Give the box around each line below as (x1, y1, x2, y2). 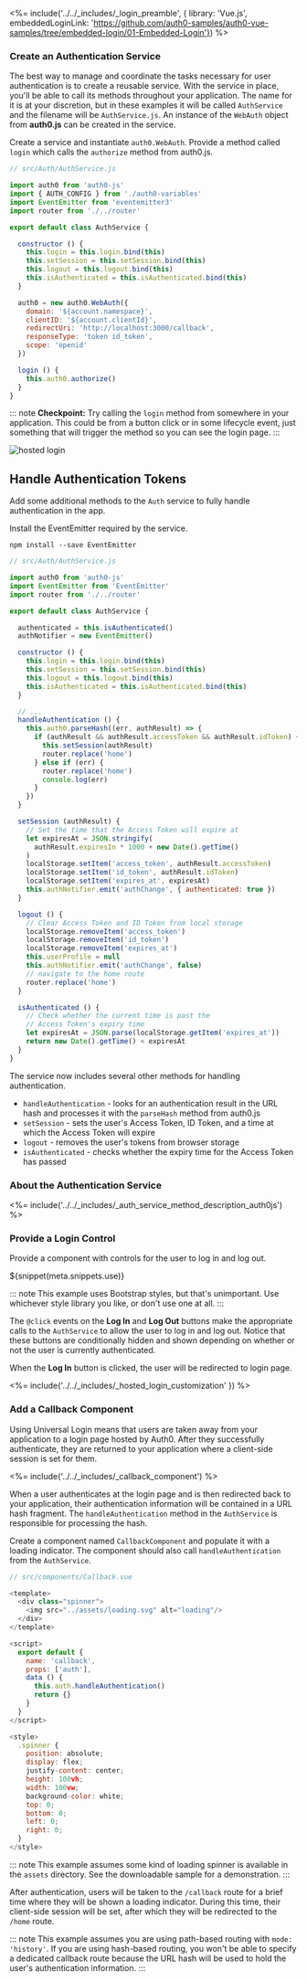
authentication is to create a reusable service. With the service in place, (9, 80, 280, 91)
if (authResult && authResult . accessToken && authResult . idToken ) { (33, 733, 301, 742)
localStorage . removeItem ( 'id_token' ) (26, 936, 170, 945)
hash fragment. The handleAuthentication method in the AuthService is (9, 1508, 278, 1519)
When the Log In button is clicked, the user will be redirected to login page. (9, 1362, 292, 1373)
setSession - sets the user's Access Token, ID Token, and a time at (22, 1117, 274, 1128)
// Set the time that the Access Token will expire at (26, 825, 239, 834)
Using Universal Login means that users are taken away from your (9, 1424, 259, 1435)
